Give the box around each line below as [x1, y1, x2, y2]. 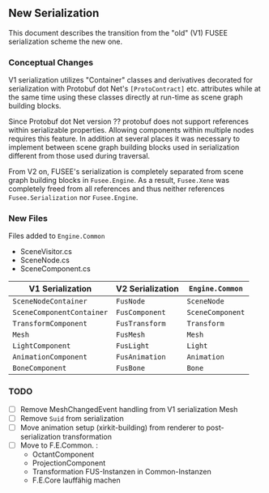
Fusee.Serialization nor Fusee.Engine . [8, 193, 139, 202]
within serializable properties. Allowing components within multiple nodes [8, 125, 254, 135]
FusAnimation [116, 352, 166, 362]
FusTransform [116, 319, 166, 329]
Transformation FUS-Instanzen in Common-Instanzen [32, 466, 212, 476]
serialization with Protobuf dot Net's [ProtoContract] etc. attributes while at [8, 84, 261, 94]
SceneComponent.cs [19, 264, 91, 274]
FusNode [116, 297, 146, 306]
